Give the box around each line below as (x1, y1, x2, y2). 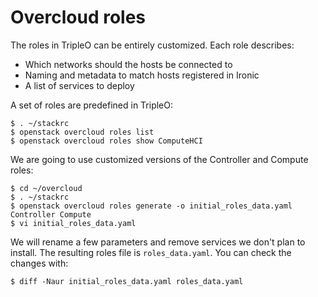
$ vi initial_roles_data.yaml (10, 218, 137, 228)
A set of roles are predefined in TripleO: (10, 99, 174, 111)
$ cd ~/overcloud (10, 183, 83, 193)
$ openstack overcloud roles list (10, 127, 155, 137)
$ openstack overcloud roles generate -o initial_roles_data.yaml (10, 201, 293, 211)
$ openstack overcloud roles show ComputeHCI (10, 136, 203, 146)
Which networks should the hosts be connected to (24, 58, 233, 70)
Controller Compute (10, 209, 92, 220)
